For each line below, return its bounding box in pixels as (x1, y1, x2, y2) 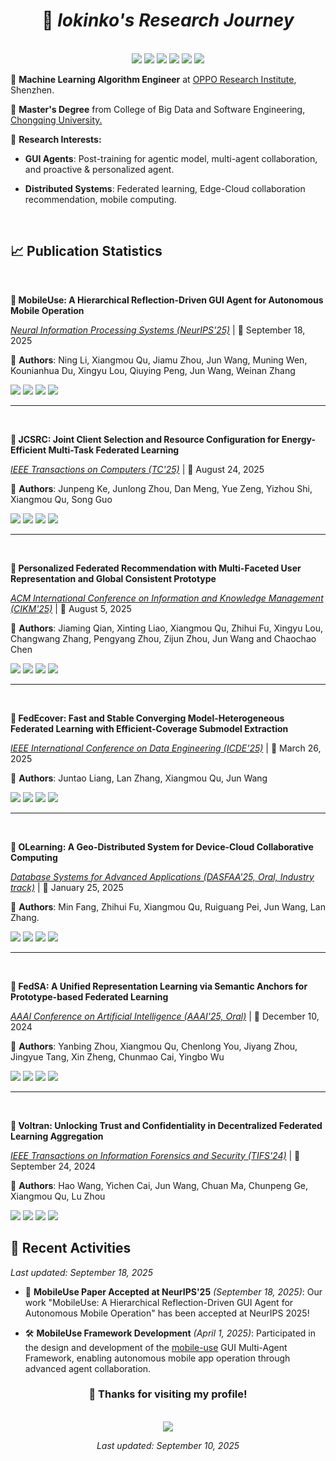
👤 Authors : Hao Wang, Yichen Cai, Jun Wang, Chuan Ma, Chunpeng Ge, (10, 1179, 309, 1191)
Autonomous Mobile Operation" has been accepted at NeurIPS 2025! (24, 1307, 310, 1319)
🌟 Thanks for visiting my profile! (88, 1387, 248, 1401)
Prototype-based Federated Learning (10, 990, 169, 1003)
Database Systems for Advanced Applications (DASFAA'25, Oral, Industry (10, 870, 315, 883)
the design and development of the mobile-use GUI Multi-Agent (24, 1341, 288, 1353)
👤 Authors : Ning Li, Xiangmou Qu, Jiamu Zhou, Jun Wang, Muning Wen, (10, 354, 308, 366)
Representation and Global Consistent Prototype (10, 572, 217, 584)
